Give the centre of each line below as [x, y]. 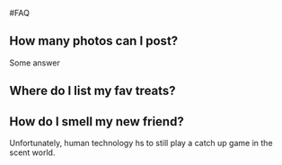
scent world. [32, 152]
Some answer [35, 63]
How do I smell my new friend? [97, 122]
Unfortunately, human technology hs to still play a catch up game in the [141, 143]
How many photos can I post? [94, 41]
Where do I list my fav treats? [93, 91]
